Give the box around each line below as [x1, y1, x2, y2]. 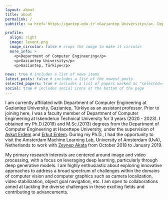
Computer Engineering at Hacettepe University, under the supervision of [5, 126, 154, 132]
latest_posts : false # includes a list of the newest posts [5, 76, 133, 81]
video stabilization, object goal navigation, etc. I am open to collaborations [5, 178, 158, 184]
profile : [5, 30, 23, 35]
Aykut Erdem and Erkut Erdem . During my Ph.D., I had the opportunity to [5, 131, 154, 137]
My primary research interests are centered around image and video [5, 151, 146, 157]
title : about [5, 12, 32, 17]
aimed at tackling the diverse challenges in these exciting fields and [5, 183, 145, 189]
